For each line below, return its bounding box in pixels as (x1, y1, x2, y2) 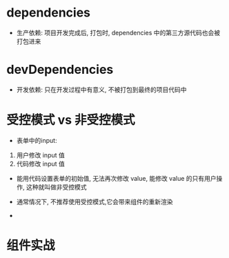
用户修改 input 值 (16, 150, 65, 159)
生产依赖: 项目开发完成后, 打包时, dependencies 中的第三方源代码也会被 (16, 28, 221, 37)
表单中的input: (16, 136, 57, 144)
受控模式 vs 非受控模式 (6, 112, 135, 128)
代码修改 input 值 (16, 159, 65, 168)
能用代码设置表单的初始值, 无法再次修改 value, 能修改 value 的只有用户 (16, 174, 217, 182)
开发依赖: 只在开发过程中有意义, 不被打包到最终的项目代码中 (16, 85, 187, 94)
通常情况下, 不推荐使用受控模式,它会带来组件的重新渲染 (16, 197, 173, 206)
